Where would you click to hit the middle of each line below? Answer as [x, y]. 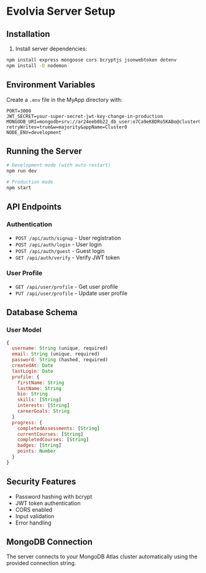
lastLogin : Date [32, 371]
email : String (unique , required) [56, 354]
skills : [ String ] [40, 400]
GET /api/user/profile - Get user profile [67, 286]
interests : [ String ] [44, 406]
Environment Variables [51, 85]
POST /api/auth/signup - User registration [68, 238]
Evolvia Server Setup [61, 11]
